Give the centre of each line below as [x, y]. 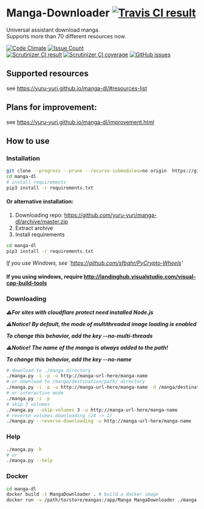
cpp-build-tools [27, 283]
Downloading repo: [39, 215]
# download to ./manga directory [49, 371]
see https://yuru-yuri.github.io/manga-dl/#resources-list [77, 88]
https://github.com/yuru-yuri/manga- [110, 215]
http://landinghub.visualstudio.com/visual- [140, 277]
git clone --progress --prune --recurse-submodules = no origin [87, 171]
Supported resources [48, 74]
